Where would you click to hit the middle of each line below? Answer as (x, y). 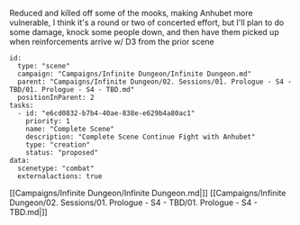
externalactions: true (60, 176)
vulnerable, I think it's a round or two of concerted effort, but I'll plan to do (147, 22)
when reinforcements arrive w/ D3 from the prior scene (112, 41)
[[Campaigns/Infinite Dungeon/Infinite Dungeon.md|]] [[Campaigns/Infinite (148, 193)
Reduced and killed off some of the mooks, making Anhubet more (132, 13)
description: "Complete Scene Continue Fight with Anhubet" (141, 137)
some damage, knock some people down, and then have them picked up (144, 32)
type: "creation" (58, 145)
